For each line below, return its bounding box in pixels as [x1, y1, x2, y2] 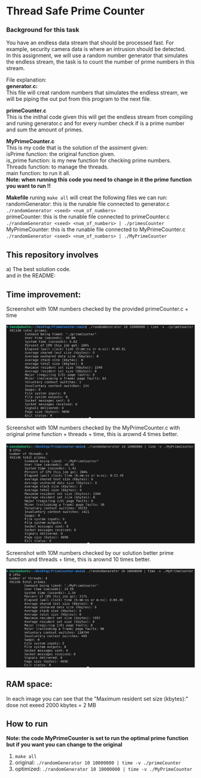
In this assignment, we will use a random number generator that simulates [6, 52, 188, 59]
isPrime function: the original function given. [6, 151, 115, 158]
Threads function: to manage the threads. [6, 163, 109, 170]
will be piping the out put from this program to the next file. [6, 95, 151, 103]
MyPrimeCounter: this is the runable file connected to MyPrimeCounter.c [6, 226, 185, 233]
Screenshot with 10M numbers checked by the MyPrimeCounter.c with [6, 424, 181, 431]
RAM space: [6, 679, 53, 689]
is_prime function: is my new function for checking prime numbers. [6, 157, 172, 164]
